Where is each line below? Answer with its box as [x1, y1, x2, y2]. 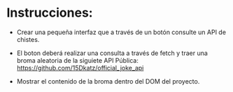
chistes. [16, 35, 40, 43]
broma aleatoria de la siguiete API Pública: [16, 56, 139, 64]
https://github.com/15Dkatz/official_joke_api [16, 63, 144, 72]
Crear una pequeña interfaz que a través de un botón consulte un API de [16, 28, 227, 36]
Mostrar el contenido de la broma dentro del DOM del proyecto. [16, 77, 200, 85]
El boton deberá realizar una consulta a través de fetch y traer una [16, 49, 208, 57]
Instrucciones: [6, 5, 93, 21]
